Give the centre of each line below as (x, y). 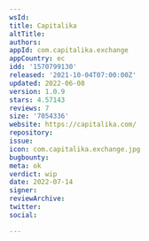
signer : (24, 190)
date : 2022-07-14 (41, 183)
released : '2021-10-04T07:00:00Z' (73, 75)
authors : (25, 42)
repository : (31, 133)
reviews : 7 (29, 108)
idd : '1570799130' (43, 67)
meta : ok (25, 166)
